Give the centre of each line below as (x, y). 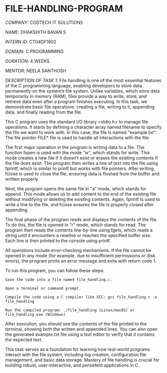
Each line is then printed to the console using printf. (58, 241)
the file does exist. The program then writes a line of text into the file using (82, 163)
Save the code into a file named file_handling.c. (59, 279)
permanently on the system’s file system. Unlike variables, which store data (83, 91)
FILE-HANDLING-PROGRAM (64, 9)
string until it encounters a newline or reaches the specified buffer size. (78, 235)
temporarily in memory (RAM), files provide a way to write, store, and (76, 96)
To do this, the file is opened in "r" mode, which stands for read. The (76, 225)
